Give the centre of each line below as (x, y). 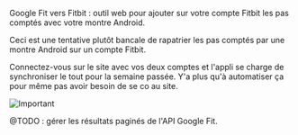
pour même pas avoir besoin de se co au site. (94, 86)
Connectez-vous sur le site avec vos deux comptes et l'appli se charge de (147, 67)
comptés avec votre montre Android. (77, 22)
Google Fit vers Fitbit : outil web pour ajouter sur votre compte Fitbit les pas (149, 13)
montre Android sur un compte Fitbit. (78, 49)
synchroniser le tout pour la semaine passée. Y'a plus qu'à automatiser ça (147, 76)
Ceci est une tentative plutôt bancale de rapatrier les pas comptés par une (147, 40)
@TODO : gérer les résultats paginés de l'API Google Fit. (113, 121)
